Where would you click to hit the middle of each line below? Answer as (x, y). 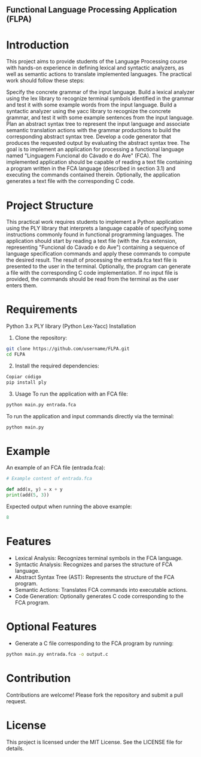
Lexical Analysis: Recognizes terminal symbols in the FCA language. (99, 558)
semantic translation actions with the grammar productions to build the (93, 130)
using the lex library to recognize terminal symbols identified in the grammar (100, 99)
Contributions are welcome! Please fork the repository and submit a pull (95, 695)
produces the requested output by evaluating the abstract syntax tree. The (98, 143)
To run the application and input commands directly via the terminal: (90, 416)
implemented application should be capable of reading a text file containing (99, 162)
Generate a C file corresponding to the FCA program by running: (94, 643)
